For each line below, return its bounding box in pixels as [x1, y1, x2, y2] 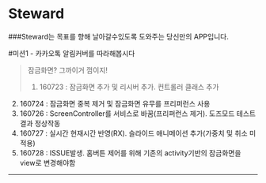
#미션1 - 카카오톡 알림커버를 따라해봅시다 [8, 48, 135, 58]
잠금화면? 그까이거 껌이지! [27, 65, 108, 75]
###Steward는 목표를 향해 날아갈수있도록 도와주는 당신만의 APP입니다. [8, 32, 230, 41]
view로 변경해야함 [19, 158, 76, 167]
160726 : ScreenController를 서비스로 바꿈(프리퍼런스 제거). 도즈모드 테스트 [19, 108, 256, 118]
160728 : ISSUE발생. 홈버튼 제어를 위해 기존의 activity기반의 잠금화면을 [19, 148, 241, 158]
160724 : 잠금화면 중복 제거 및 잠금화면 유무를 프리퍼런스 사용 [19, 99, 211, 108]
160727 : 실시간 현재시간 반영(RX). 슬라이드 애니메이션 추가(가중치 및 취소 [19, 128, 248, 138]
